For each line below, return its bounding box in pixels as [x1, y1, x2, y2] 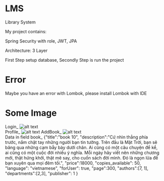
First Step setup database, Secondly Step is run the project [5, 57, 124, 63]
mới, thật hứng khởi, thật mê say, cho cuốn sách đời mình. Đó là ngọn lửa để [5, 155, 158, 160]
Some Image [5, 108, 57, 119]
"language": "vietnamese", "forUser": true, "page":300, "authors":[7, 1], [5, 165, 148, 171]
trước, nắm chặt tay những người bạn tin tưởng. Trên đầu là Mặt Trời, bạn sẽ [5, 139, 158, 145]
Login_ [5, 123, 19, 130]
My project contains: [5, 28, 47, 34]
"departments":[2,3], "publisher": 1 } [5, 170, 78, 176]
